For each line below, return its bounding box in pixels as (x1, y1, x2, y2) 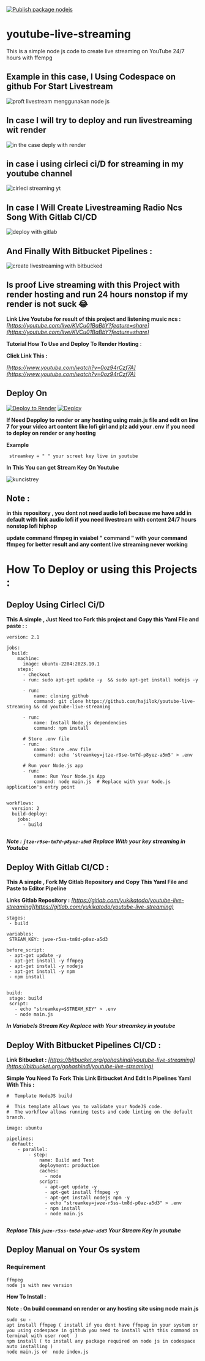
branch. (6, 1114, 26, 1120)
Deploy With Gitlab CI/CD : (6, 862, 109, 872)
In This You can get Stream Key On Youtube (6, 463, 119, 471)
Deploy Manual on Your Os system (6, 1245, 141, 1255)
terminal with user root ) (6, 1332, 78, 1339)
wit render (6, 125, 47, 135)
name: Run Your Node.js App (33, 773, 105, 780)
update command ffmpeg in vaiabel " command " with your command (6, 534, 188, 542)
